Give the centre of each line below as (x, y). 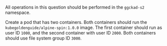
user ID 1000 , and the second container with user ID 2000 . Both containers (81, 33)
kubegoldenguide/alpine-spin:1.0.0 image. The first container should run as (84, 27)
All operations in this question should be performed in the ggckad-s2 (75, 7)
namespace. (18, 12)
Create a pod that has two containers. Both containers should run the (76, 22)
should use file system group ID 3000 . (43, 38)
